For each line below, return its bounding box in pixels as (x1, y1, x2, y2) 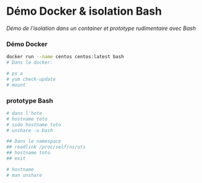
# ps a (6, 70, 23, 77)
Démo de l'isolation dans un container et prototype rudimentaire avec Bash (6, 24, 197, 32)
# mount (6, 81, 26, 88)
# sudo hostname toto (6, 121, 62, 128)
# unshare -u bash (6, 127, 53, 133)
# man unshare (6, 172, 43, 178)
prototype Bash (6, 96, 54, 105)
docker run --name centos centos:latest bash (6, 54, 124, 60)
